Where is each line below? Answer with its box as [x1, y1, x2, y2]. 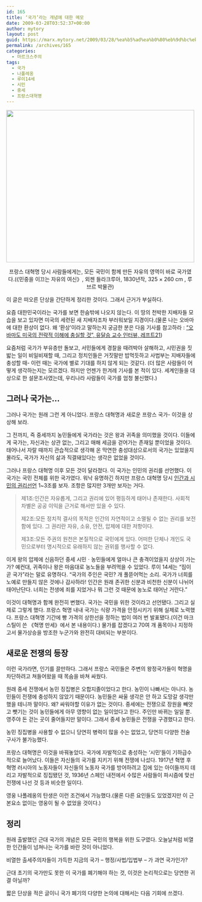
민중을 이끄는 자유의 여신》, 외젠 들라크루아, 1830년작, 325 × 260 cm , [19, 275, 186, 282]
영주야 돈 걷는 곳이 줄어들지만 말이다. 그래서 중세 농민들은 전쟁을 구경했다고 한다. [6, 716, 195, 723]
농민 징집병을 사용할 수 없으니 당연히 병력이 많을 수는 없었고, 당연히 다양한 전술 [6, 728, 191, 736]
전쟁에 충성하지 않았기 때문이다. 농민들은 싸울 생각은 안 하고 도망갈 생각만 [22, 693, 194, 700]
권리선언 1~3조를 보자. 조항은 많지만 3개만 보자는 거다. [17, 481, 145, 489]
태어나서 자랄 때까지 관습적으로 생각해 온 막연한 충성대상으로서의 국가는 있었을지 [6, 446, 194, 453]
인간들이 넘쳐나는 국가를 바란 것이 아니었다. [12, 843, 114, 851]
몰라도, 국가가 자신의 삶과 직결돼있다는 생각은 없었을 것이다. [6, 454, 146, 461]
